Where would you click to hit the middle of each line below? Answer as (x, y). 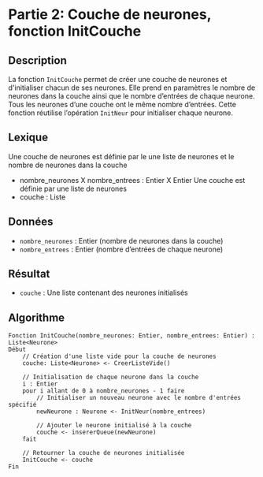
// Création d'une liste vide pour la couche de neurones (119, 356)
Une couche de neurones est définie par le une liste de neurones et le (121, 156)
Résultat (29, 274)
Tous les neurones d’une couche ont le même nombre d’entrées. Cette (122, 104)
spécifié (22, 405)
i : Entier (40, 384)
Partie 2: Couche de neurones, (109, 15)
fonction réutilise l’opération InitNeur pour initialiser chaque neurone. (121, 113)
